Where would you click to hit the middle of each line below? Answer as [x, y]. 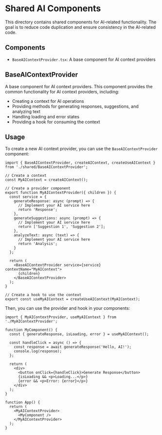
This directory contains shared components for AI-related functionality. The [81, 22]
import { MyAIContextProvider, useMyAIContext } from [61, 317]
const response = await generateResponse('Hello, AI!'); [73, 347]
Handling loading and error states [45, 116]
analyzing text [26, 111]
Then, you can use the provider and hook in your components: [68, 308]
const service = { [28, 197]
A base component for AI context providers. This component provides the [79, 86]
